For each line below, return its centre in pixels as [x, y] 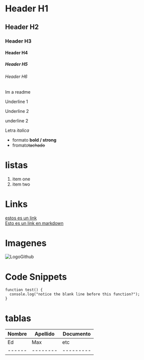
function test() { [24, 290]
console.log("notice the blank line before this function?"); [75, 294]
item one [21, 179]
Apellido [45, 334]
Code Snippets [36, 277]
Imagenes [26, 243]
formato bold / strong [34, 140]
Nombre [17, 334]
